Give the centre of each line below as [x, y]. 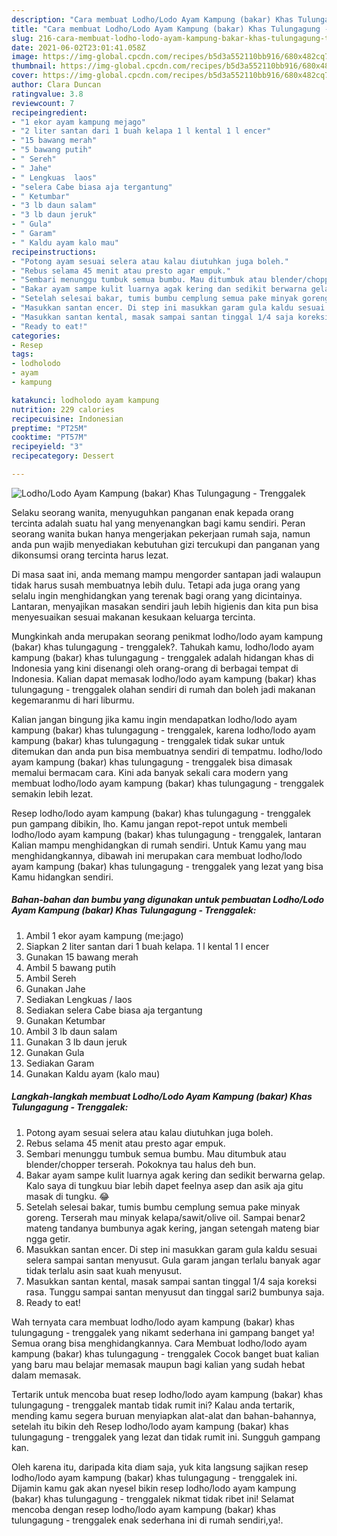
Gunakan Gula [55, 1052]
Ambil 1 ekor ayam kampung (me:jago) [104, 935]
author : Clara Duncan [56, 85]
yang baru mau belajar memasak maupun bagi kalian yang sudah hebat [158, 1364]
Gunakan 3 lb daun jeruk [76, 1042]
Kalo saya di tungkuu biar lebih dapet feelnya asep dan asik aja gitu [164, 1185]
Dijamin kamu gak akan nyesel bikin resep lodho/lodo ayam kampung [154, 1488]
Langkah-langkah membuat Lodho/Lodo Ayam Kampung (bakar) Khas [162, 1097]
